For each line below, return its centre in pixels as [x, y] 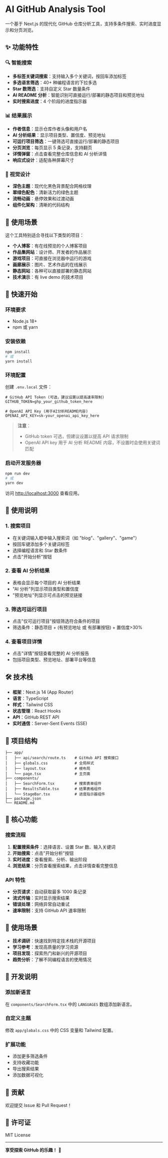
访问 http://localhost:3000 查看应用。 [43, 493]
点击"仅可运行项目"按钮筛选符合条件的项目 [56, 621]
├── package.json [23, 799]
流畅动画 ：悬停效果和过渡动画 [43, 199]
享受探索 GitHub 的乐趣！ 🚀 [33, 1150]
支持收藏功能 [25, 1062]
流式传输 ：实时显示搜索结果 [41, 898]
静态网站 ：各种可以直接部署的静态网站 [52, 271]
